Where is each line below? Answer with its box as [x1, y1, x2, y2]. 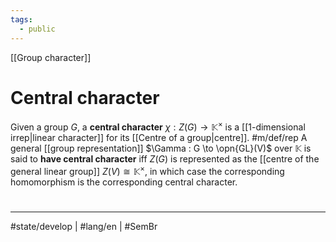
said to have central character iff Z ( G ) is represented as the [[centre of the [10, 153, 320, 165]
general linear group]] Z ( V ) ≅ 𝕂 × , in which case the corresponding [10, 164, 285, 177]
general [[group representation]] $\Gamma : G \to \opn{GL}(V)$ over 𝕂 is [10, 142, 312, 155]
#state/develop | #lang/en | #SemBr [10, 220, 158, 232]
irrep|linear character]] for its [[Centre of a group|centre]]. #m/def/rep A [10, 132, 308, 144]
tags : [10, 14, 33, 25]
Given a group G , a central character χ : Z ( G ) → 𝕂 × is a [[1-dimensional [10, 119, 306, 133]
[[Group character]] [10, 51, 92, 63]
